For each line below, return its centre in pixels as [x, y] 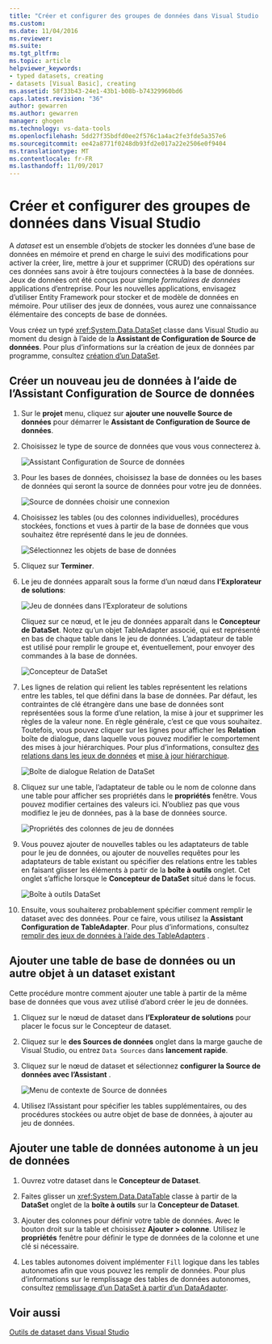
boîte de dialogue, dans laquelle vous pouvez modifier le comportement [140, 738]
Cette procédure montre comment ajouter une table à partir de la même [128, 993]
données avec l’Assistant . [66, 1074]
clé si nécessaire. [50, 1246]
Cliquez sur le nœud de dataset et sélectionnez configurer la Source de [141, 1066]
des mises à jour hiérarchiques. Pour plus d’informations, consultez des [140, 747]
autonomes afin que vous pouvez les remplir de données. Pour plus [133, 1270]
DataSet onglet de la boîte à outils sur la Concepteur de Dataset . [130, 1204]
